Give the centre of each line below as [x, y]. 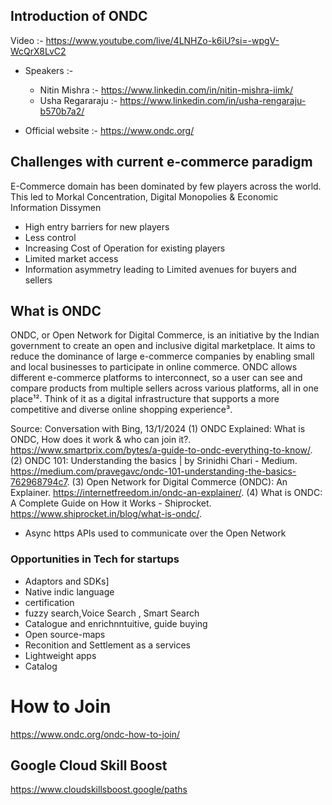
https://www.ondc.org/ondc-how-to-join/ [95, 734]
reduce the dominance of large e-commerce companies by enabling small [162, 356]
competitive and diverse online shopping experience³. [121, 410]
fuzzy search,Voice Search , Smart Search [112, 613]
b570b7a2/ [62, 111]
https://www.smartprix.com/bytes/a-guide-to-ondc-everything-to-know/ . [161, 450]
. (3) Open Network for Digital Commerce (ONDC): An [177, 482]
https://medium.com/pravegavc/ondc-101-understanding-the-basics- [153, 471]
